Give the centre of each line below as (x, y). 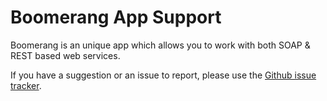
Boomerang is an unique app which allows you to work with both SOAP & (160, 45)
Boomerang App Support (116, 17)
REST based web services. (65, 55)
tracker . (26, 85)
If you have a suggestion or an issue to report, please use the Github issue (163, 75)
